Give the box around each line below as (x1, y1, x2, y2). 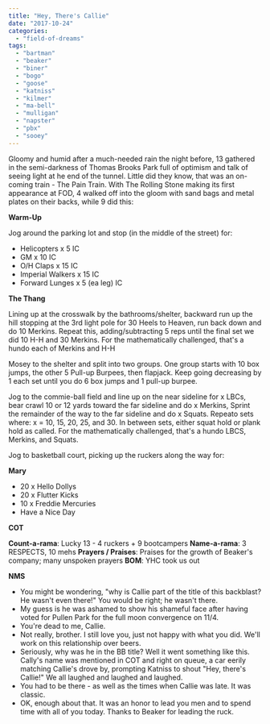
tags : (8, 42, 27, 50)
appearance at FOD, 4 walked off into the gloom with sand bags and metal (8, 188, 255, 198)
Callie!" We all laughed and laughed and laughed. (19, 672, 183, 682)
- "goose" (15, 79, 48, 87)
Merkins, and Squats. (8, 435, 79, 444)
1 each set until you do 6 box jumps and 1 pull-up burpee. (8, 376, 198, 385)
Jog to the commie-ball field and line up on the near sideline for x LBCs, (8, 392, 247, 402)
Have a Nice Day (19, 507, 76, 517)
